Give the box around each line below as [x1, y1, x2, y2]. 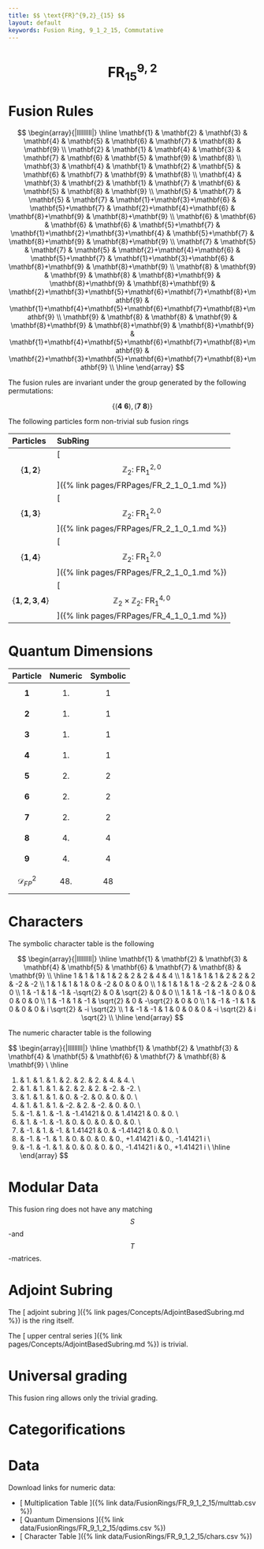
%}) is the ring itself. [8, 1316, 75, 1325]
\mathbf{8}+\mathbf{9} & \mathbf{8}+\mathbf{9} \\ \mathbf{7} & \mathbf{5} [9, 237, 256, 247]
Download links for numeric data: [8, 1483, 116, 1492]
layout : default [8, 19, 61, 27]
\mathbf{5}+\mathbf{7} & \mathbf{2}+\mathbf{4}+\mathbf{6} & [29, 203, 236, 213]
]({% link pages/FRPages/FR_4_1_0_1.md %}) [56, 610, 227, 621]
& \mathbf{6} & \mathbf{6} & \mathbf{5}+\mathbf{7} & [44, 220, 221, 229]
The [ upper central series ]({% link [8, 1331, 123, 1340]
